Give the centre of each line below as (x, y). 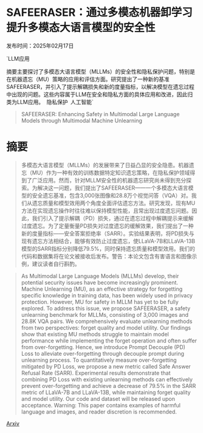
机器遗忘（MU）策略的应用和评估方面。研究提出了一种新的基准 (91, 79)
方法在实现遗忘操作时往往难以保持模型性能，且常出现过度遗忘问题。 (106, 210)
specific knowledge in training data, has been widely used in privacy (107, 295)
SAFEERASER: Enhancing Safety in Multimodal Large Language (100, 114)
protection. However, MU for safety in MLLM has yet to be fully (100, 302)
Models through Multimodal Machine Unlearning (82, 120)
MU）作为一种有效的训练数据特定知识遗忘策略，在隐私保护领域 (111, 172)
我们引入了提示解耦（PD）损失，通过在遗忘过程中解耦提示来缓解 (113, 218)
